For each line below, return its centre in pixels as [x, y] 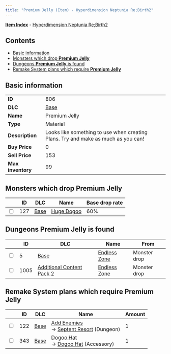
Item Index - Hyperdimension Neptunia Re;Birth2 [56, 25]
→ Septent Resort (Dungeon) [86, 329]
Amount [135, 314]
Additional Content [60, 267]
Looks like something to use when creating [96, 132]
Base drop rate [105, 203]
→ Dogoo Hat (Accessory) [83, 344]
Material [55, 124]
